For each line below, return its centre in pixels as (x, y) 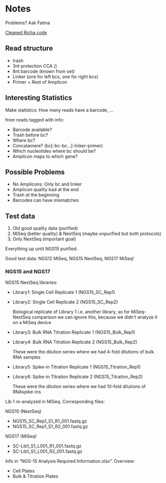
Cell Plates (24, 471)
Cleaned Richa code (26, 32)
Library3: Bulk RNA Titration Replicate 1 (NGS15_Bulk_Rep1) (74, 332)
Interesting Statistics (39, 98)
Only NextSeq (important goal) (44, 239)
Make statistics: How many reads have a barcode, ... (59, 110)
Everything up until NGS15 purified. (41, 249)
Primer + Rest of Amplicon (40, 82)
